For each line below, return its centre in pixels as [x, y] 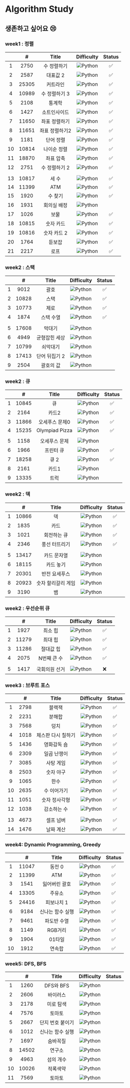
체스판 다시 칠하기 [56, 735]
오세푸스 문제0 [54, 422]
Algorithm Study [39, 9]
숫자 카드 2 [55, 233]
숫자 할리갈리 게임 [56, 583]
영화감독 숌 [56, 745]
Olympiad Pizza [54, 431]
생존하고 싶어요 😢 [31, 28]
